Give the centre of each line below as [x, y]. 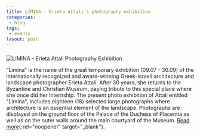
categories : [21, 17]
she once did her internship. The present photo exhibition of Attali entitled [97, 95]
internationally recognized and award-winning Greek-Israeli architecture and [100, 76]
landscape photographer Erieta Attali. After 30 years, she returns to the [93, 83]
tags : [13, 28]
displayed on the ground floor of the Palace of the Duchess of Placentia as [98, 114]
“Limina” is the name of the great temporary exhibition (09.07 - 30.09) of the [100, 70]
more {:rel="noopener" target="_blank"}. [56, 126]
